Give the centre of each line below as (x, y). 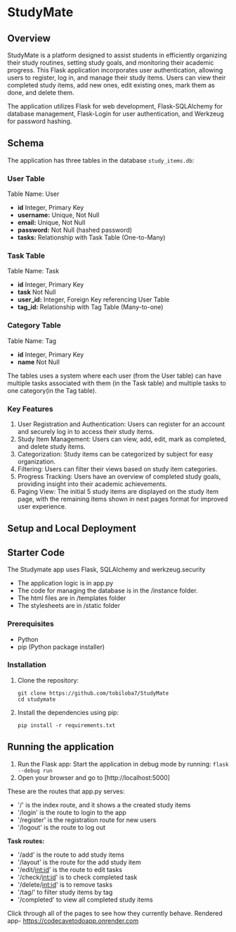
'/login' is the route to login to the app (72, 812)
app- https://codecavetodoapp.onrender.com (73, 921)
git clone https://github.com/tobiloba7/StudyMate (93, 693)
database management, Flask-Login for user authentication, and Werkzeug (116, 114)
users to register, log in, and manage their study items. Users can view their (117, 77)
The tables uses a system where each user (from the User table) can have (114, 375)
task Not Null (37, 292)
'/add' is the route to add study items (71, 855)
